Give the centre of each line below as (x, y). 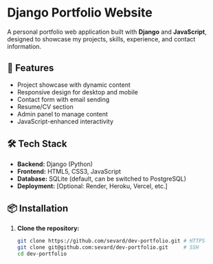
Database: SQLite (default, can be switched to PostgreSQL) (102, 179)
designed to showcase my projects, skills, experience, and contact (101, 39)
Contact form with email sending (63, 99)
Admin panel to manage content (63, 114)
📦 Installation (38, 208)
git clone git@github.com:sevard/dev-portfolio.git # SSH (108, 247)
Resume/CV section (45, 106)
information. (24, 46)
